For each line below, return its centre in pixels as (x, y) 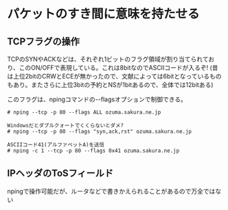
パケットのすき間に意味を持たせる (104, 14)
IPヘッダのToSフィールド (60, 173)
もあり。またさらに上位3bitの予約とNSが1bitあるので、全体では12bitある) (110, 85)
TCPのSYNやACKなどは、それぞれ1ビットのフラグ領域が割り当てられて (108, 59)
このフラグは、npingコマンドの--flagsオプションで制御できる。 (97, 99)
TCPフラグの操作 (44, 41)
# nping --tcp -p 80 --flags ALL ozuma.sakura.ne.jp (84, 112)
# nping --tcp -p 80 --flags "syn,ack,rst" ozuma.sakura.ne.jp (100, 131)
